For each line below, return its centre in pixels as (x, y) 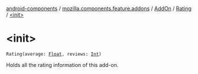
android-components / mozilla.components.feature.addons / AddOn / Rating (99, 9)
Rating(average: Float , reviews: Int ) (54, 54)
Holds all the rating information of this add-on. (62, 65)
